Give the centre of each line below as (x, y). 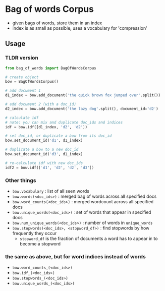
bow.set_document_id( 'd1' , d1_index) (44, 141)
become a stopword (40, 243)
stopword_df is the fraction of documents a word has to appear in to (89, 238)
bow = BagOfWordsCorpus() (32, 82)
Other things (21, 180)
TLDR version (22, 58)
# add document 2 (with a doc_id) (41, 104)
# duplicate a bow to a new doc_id (42, 150)
